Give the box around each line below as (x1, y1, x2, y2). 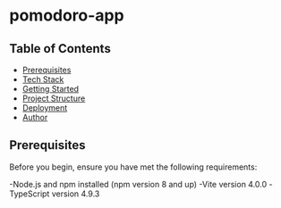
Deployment (21, 103, 68, 112)
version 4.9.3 (51, 188, 100, 199)
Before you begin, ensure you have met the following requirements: (9, 162, 258, 172)
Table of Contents (9, 41, 112, 56)
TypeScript (9, 188, 50, 199)
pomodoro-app (9, 5, 124, 26)
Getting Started (21, 84, 79, 94)
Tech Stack (21, 74, 64, 85)
